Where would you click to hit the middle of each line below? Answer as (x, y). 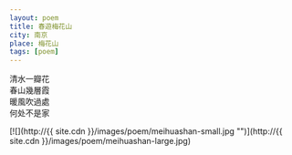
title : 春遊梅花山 (41, 26)
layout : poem (34, 18)
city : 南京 (29, 35)
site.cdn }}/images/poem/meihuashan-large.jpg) (100, 141)
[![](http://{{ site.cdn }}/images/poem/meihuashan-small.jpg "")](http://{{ (146, 131)
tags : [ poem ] (34, 52)
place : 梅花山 (34, 43)
